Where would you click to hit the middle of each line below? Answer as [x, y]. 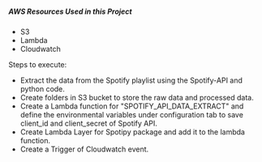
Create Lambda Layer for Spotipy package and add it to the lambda [133, 132]
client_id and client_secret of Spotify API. [89, 123]
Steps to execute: [38, 64]
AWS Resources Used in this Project [70, 11]
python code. [42, 88]
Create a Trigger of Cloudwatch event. [84, 149]
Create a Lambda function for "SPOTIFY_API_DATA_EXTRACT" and [132, 106]
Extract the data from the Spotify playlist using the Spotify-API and [131, 80]
